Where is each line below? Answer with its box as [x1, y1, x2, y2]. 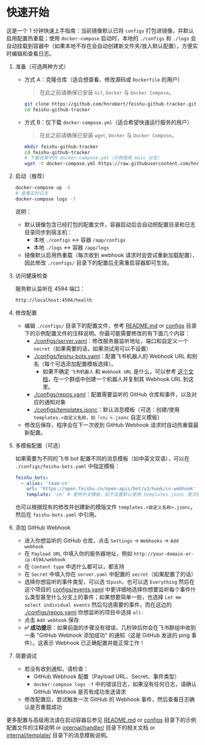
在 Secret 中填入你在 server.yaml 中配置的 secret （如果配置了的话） [24, 570, 196, 578]
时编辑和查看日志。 [6, 49, 55, 57]
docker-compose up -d [15, 184, 70, 191]
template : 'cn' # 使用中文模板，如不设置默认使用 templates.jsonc [26, 492, 185, 498]
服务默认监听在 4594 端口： [15, 285, 85, 292]
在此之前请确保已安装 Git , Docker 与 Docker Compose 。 [39, 89, 174, 96]
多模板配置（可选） [15, 442, 64, 449]
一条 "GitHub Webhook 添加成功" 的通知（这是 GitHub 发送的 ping [24, 631, 190, 639]
